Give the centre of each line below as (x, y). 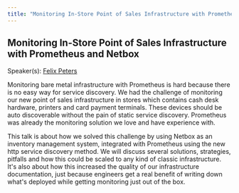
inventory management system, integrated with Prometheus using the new (116, 144)
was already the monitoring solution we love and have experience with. (111, 122)
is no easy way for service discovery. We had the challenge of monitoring (115, 93)
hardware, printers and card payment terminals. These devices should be (115, 108)
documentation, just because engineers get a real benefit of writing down (115, 174)
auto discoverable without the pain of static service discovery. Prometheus (117, 115)
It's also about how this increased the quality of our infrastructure (103, 167)
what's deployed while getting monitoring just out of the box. (96, 182)
